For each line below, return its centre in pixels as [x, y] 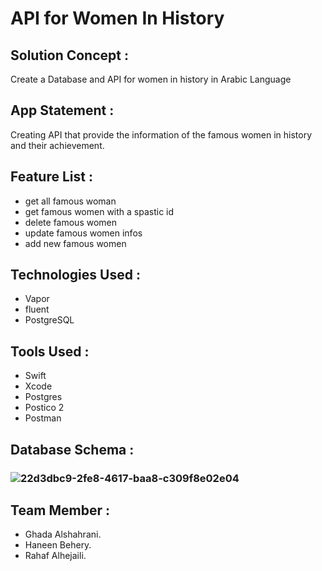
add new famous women [75, 243]
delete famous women [71, 222]
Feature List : [51, 177]
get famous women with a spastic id [99, 211]
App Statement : [62, 110]
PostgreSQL [49, 320]
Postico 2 [44, 408]
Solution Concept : [69, 55]
